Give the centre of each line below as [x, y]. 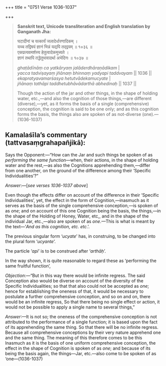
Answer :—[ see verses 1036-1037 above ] [46, 185]
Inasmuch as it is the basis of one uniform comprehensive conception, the [81, 343]
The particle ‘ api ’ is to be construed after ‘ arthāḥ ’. [56, 251]
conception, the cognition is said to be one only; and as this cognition [88, 109]
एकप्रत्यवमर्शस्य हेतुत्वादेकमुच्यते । [43, 52]
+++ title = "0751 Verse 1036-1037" [41, 7]
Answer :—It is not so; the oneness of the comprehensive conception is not [81, 316]
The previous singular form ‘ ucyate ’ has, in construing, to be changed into [80, 236]
